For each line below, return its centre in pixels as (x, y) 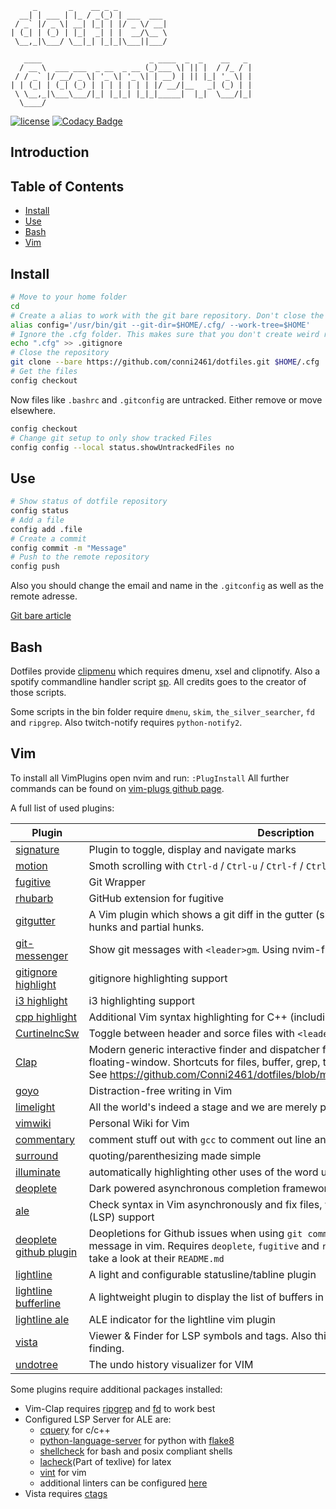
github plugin (46, 1252)
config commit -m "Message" (69, 548)
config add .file (46, 529)
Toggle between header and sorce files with (192, 1033)
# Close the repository (60, 353)
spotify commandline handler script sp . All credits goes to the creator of (158, 682)
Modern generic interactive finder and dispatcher (204, 1049)
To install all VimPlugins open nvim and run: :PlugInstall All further (150, 778)
